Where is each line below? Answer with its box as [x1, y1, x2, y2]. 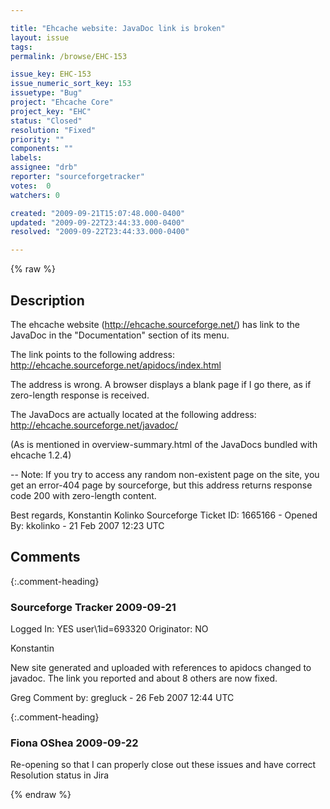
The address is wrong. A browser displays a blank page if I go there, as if [10, 378, 312, 390]
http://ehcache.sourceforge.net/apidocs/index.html [10, 359, 222, 371]
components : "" [10, 144, 74, 154]
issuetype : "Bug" [10, 88, 83, 98]
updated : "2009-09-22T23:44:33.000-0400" [10, 217, 186, 228]
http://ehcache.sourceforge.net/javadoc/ [10, 419, 179, 431]
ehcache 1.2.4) [10, 449, 72, 461]
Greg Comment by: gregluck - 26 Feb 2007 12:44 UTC [10, 692, 235, 704]
